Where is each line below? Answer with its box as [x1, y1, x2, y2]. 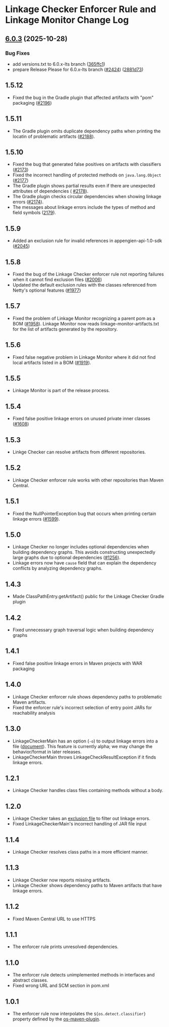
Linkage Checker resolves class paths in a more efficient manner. [12, 849, 149, 855]
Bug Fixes [5, 50, 30, 57]
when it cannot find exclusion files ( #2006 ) [12, 276, 102, 283]
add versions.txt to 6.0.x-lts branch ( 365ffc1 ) [12, 61, 105, 67]
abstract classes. [12, 977, 48, 984]
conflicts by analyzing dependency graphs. [12, 565, 102, 572]
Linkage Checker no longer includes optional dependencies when [12, 544, 149, 550]
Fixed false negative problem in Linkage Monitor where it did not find [12, 354, 156, 360]
